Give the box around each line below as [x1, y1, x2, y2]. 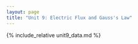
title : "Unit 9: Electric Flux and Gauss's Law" [6, 15, 133, 21]
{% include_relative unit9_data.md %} [6, 31, 101, 38]
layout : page [6, 9, 40, 15]
